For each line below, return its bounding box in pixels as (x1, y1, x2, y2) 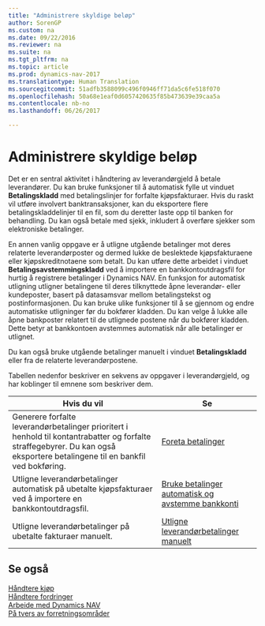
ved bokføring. (12, 460, 66, 471)
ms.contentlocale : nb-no (8, 99, 90, 107)
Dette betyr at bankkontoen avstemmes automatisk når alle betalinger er (8, 323, 243, 332)
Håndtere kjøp (8, 583, 55, 593)
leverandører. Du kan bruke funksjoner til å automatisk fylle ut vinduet (8, 182, 234, 192)
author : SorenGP (8, 19, 62, 27)
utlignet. (8, 332, 35, 341)
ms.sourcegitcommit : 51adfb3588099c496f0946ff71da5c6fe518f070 (8, 84, 221, 93)
